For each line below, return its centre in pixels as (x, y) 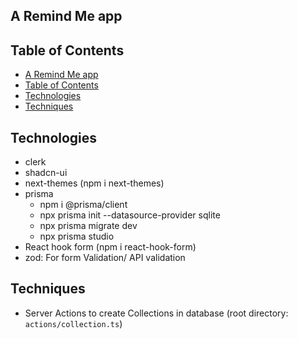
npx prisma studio (77, 236)
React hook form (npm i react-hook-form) (110, 247)
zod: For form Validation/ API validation (105, 258)
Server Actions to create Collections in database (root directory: (156, 313)
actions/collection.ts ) (73, 323)
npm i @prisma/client (83, 205)
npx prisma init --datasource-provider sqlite (130, 215)
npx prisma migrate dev (88, 226)
